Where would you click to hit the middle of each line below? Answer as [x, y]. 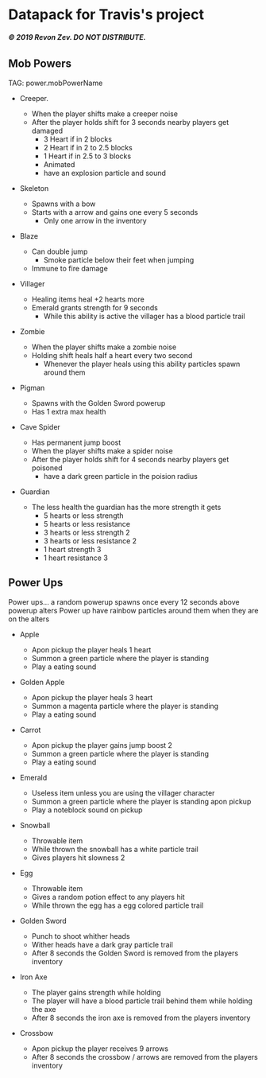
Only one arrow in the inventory [95, 220]
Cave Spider [40, 426]
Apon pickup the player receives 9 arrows [100, 1049]
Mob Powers [40, 64]
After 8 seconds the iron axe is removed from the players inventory [141, 1018]
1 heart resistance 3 [76, 558]
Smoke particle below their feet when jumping [119, 259]
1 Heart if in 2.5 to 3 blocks [87, 156]
